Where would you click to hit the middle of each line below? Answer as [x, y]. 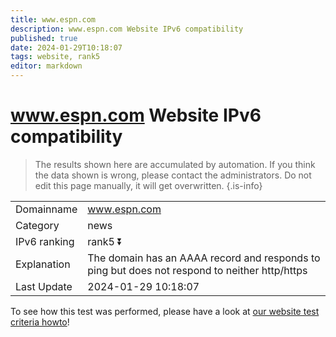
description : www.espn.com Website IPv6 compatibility [127, 29]
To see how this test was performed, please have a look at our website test [165, 311]
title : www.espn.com [53, 19]
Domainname [46, 209]
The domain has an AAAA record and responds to [204, 258]
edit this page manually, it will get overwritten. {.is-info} [148, 185]
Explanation [43, 264]
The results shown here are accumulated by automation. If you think [175, 164]
